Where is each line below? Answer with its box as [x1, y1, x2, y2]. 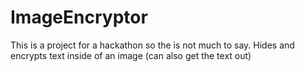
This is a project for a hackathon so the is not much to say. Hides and [10, 39, 295, 51]
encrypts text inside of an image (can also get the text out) [10, 49, 252, 61]
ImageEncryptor [10, 6, 148, 29]
